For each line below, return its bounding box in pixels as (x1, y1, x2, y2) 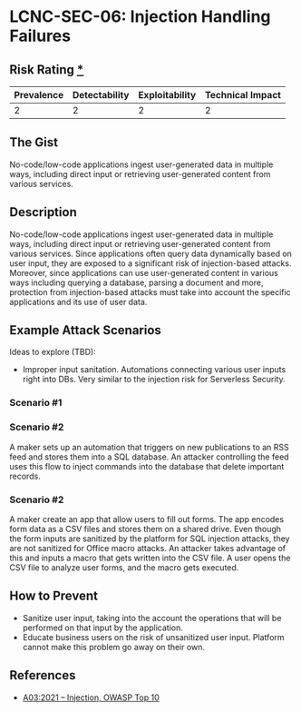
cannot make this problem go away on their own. (22, 641, 206, 652)
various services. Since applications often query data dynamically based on (9, 248, 293, 259)
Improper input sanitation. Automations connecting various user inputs (22, 364, 286, 375)
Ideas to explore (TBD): (9, 347, 97, 358)
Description (9, 204, 77, 220)
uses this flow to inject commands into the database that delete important (9, 460, 285, 471)
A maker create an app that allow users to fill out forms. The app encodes (9, 513, 284, 524)
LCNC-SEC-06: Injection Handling (9, 6, 271, 27)
